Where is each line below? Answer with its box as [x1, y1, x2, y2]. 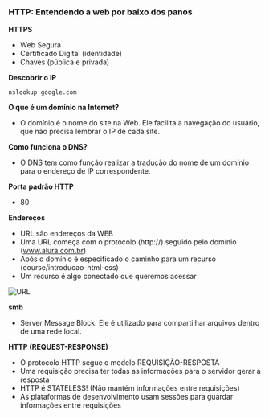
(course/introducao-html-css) [19, 263, 119, 273]
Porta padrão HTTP [8, 182, 74, 191]
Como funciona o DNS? [8, 142, 88, 152]
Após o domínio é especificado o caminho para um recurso [19, 254, 217, 264]
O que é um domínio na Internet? [8, 103, 120, 113]
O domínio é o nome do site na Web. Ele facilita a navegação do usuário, [19, 118, 260, 128]
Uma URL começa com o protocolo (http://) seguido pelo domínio [19, 237, 237, 247]
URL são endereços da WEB [19, 228, 114, 239]
